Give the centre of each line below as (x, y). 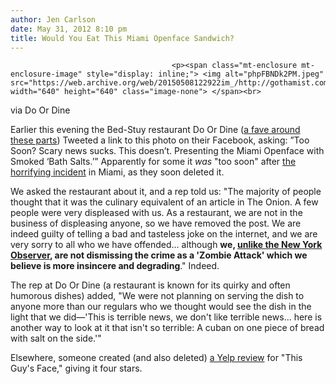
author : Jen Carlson (53, 19)
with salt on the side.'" (56, 338)
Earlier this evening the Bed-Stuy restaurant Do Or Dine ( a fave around (155, 130)
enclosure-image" (46, 74)
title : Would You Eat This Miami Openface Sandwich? (122, 38)
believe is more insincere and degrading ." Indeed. (115, 266)
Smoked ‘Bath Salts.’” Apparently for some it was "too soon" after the (153, 162)
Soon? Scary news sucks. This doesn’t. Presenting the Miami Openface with (167, 151)
